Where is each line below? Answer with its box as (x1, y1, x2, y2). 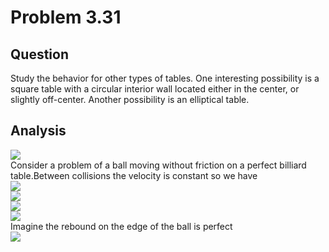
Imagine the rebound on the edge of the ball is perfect (10, 220, 233, 232)
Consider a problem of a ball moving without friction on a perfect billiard (10, 159, 307, 171)
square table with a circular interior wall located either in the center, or (10, 83, 300, 95)
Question (10, 46, 69, 63)
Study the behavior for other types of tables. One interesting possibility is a (10, 72, 320, 84)
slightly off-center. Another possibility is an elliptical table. (10, 94, 250, 105)
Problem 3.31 (10, 6, 122, 29)
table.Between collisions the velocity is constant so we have (10, 169, 258, 181)
